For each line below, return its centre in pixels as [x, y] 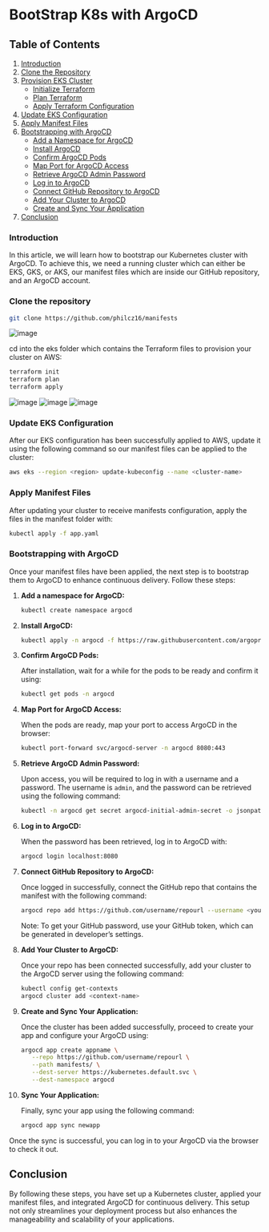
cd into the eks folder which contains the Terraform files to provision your [130, 349]
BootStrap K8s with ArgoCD [104, 15]
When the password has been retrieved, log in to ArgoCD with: [124, 842]
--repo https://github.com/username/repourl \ [111, 1057]
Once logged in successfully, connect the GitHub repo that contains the [139, 887]
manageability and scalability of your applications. [92, 1219]
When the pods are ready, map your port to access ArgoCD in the [129, 725]
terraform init [34, 372]
